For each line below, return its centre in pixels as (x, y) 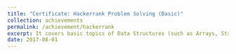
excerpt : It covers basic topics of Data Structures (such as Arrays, (113, 33)
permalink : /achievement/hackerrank (61, 27)
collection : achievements (45, 20)
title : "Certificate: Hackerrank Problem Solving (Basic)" (96, 14)
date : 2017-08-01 (33, 40)
